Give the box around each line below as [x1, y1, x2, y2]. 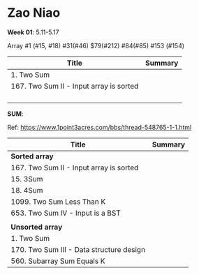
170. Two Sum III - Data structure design [10, 244, 145, 254]
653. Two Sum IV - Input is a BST [10, 208, 121, 218]
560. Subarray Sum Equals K [10, 256, 105, 266]
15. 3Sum [10, 174, 43, 184]
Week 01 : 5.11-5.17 [7, 28, 59, 36]
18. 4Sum [10, 185, 43, 195]
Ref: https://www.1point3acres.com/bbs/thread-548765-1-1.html [7, 123, 192, 131]
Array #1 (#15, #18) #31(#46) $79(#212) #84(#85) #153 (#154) [7, 41, 185, 50]
